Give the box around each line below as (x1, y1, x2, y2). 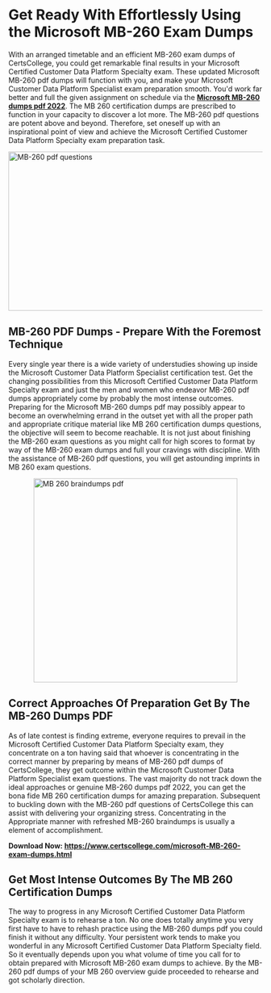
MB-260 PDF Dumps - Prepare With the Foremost (8, 325, 261, 339)
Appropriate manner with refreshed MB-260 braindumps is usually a (8, 816, 236, 826)
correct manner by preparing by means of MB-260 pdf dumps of (8, 756, 223, 766)
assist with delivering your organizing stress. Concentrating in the (8, 808, 227, 818)
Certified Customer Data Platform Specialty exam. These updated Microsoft (8, 66, 260, 76)
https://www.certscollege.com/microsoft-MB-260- (64, 840, 241, 850)
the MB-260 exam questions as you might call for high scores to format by (8, 436, 256, 446)
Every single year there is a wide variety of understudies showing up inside (8, 359, 258, 368)
